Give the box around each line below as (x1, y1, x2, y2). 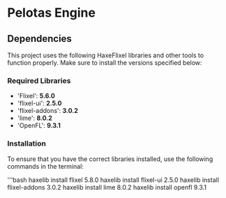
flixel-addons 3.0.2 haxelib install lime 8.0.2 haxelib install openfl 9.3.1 (7, 183, 207, 191)
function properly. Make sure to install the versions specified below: (7, 59, 202, 67)
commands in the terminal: (7, 162, 84, 170)
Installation (7, 139, 47, 148)
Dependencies (7, 33, 72, 45)
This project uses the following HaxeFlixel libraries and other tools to (7, 51, 204, 59)
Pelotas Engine (7, 5, 96, 21)
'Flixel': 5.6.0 (17, 92, 56, 100)
